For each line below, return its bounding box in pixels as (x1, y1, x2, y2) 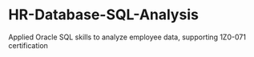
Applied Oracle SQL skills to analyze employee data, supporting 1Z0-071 (8, 32, 247, 42)
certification (8, 40, 48, 50)
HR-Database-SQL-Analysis (8, 6, 199, 24)
